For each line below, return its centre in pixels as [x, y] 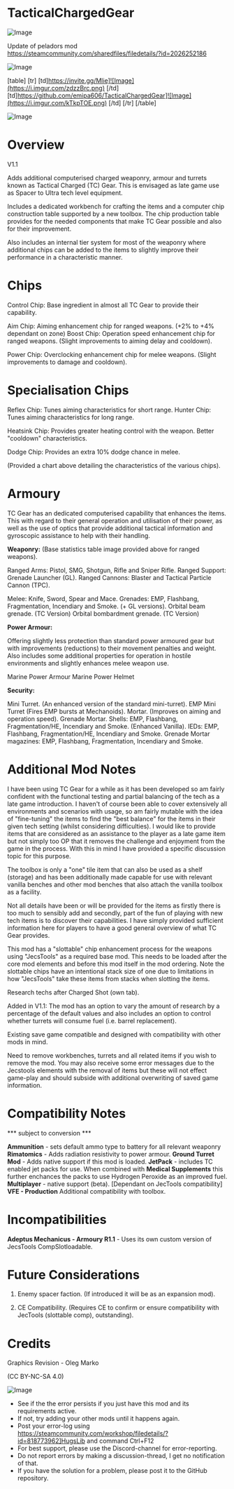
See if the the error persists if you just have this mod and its [103, 1403]
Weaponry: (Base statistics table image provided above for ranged [104, 549]
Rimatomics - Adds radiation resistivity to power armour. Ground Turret [111, 1154]
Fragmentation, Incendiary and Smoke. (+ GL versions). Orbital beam [107, 606]
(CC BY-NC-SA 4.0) [36, 1377]
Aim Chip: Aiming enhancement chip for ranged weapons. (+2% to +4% [111, 326]
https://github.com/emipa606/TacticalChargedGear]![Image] [104, 95]
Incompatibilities [57, 1219]
